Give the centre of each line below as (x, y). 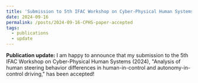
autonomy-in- (174, 68)
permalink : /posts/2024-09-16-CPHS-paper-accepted (70, 22)
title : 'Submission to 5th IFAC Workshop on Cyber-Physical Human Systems (100, 11)
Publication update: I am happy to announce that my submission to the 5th (97, 55)
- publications (30, 33)
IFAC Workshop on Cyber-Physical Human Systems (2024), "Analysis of (93, 61)
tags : (13, 28)
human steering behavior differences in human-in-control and (81, 68)
